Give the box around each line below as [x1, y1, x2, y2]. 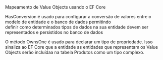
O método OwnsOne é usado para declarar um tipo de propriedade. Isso [5, 39, 153, 45]
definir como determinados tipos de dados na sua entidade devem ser [5, 24, 149, 30]
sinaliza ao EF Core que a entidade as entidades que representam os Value [5, 44, 158, 50]
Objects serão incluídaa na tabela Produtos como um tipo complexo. [5, 49, 145, 55]
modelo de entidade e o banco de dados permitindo [5, 19, 111, 25]
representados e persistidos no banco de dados [5, 30, 103, 35]
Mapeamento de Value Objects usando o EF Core [5, 4, 106, 10]
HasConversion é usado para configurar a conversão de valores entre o [5, 14, 152, 19]
